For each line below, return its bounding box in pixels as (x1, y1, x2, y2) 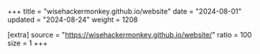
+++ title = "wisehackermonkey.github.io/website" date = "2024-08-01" (7, 7, 242, 16)
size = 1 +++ (7, 38, 48, 48)
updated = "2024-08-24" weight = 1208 (7, 15, 138, 24)
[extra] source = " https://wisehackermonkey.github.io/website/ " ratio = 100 (7, 31, 252, 39)
